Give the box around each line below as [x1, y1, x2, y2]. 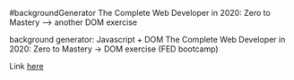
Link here [9, 61, 44, 71]
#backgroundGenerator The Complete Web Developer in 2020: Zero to [9, 8, 271, 18]
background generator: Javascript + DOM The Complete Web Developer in [9, 35, 286, 44]
